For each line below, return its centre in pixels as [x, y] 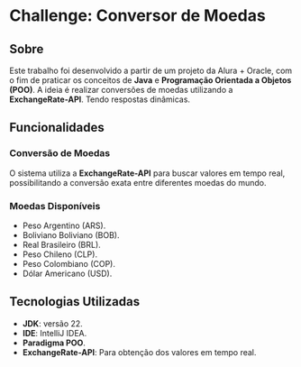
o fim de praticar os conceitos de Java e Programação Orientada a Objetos [150, 80]
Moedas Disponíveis [55, 206]
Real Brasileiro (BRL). [61, 244]
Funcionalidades [57, 128]
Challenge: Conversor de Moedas [137, 16]
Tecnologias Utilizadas [75, 302]
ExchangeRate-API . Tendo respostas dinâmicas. [100, 99]
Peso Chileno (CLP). [59, 254]
